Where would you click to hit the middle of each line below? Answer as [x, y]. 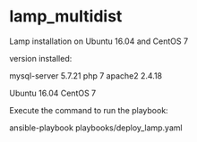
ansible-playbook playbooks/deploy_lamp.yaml [96, 128]
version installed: [41, 58]
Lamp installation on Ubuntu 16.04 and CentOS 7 [99, 41]
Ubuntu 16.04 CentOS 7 [53, 93]
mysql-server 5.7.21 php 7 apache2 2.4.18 [86, 75]
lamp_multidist [66, 17]
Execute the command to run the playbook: [89, 110]
